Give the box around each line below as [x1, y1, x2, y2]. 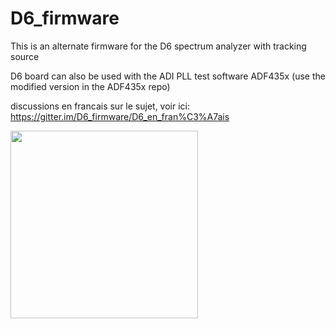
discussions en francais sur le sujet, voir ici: [10, 100, 190, 112]
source [10, 50, 40, 62]
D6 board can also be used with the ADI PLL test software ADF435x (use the [10, 70, 326, 82]
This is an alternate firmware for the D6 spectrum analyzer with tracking [10, 40, 307, 52]
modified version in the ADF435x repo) [10, 80, 171, 92]
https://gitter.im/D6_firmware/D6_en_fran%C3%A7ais [10, 110, 230, 122]
